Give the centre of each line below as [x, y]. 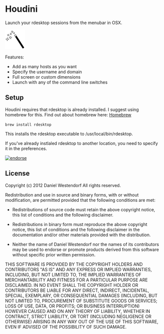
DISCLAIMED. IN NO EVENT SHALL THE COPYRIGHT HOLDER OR [72, 285]
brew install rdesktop [28, 125]
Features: [15, 57]
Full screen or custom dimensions [46, 77]
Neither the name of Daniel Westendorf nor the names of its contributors [86, 244]
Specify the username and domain [47, 72]
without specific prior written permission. [54, 254]
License [17, 174]
